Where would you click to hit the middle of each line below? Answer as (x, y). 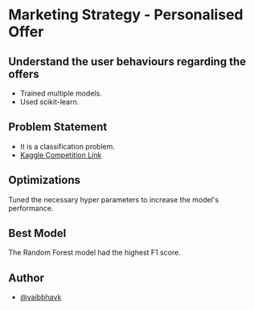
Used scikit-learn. (49, 102)
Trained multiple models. (61, 93)
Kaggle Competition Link (61, 155)
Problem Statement (58, 127)
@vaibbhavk (41, 297)
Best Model (37, 233)
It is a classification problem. (67, 146)
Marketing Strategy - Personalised (126, 15)
